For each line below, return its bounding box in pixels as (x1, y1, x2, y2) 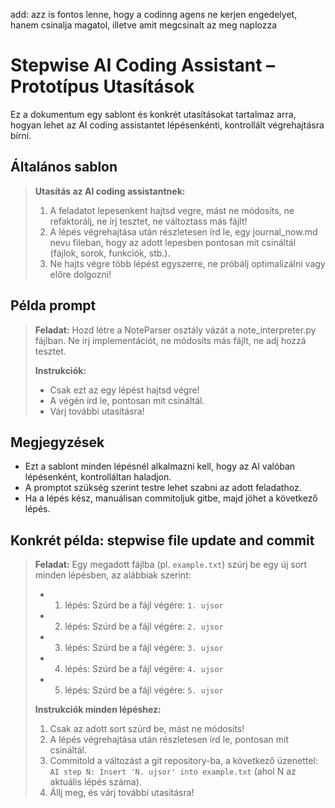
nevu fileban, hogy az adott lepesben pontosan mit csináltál (49, 236, 297, 248)
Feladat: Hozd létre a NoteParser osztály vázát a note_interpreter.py (34, 324, 317, 336)
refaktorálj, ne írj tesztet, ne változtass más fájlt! (49, 215, 248, 227)
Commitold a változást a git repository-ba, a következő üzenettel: (49, 755, 318, 767)
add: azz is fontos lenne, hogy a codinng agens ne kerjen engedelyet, (10, 9, 298, 20)
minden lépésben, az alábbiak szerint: (34, 569, 192, 581)
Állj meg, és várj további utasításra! (49, 787, 195, 799)
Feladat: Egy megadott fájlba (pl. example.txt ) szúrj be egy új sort (34, 559, 308, 571)
